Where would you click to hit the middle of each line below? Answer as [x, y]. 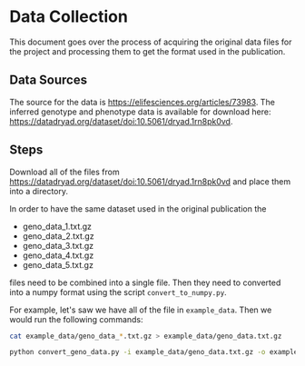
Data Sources [49, 80]
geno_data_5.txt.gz [58, 264]
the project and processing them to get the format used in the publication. [148, 51]
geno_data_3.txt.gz [58, 245]
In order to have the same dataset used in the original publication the [138, 208]
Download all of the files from [64, 172]
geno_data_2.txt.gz [58, 236]
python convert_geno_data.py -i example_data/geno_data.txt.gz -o [138, 352]
